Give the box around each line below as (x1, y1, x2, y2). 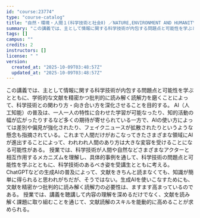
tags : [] (6, 31, 28, 37)
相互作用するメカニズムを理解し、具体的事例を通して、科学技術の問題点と (6, 154, 189, 161)
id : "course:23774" (6, 8, 55, 15)
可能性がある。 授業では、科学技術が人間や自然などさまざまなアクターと (11, 147, 190, 154)
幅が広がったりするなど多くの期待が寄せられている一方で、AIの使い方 (6, 117, 178, 124)
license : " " (6, 53, 39, 59)
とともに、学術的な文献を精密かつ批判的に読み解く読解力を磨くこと (6, 94, 173, 101)
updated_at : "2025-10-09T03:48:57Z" (11, 70, 102, 76)
